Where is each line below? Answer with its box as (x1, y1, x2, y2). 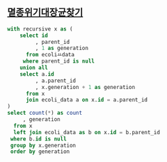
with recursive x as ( (7, 25, 73, 33)
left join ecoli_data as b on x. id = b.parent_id (13, 129, 160, 136)
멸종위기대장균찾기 (7, 6, 83, 19)
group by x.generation (10, 142, 77, 149)
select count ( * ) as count (7, 110, 82, 117)
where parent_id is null (22, 58, 95, 65)
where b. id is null (10, 135, 67, 143)
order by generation (10, 148, 70, 155)
